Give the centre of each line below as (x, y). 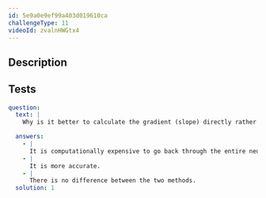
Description (38, 62)
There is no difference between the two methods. (112, 181)
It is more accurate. (65, 166)
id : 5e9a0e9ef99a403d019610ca (58, 15)
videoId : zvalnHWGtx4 (44, 30)
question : (25, 108)
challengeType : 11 (38, 23)
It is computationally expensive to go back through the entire (137, 151)
